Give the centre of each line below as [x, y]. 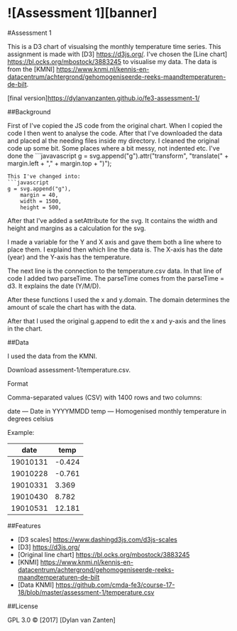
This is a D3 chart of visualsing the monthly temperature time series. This [114, 46]
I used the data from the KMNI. [53, 356]
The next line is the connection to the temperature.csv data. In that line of [115, 271]
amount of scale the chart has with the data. [72, 307]
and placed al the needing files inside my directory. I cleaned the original [114, 141]
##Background [29, 112]
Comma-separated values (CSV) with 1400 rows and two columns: [105, 397]
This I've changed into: [44, 176]
